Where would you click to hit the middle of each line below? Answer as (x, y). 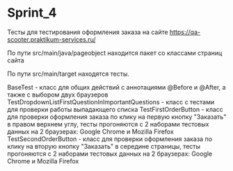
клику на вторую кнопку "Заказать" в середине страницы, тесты (104, 146)
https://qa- (185, 32)
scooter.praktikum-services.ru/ (51, 39)
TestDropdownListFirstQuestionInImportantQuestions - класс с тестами (111, 101)
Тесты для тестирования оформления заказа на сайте (88, 32)
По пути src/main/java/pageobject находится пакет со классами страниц (115, 53)
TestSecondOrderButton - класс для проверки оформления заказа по (110, 139)
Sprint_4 (32, 13)
